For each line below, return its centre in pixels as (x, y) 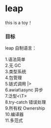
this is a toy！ (19, 22)
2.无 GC (13, 65)
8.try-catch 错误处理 (25, 102)
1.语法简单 (15, 60)
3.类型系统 (16, 72)
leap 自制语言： (21, 48)
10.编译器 (14, 114)
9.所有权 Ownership (25, 108)
